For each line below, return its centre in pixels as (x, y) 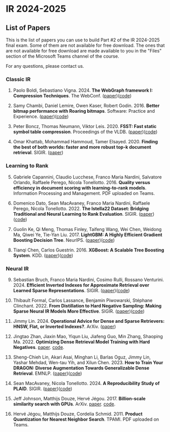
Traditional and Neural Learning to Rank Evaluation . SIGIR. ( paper (83, 214)
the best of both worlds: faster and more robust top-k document (82, 147)
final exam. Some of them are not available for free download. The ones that (85, 45)
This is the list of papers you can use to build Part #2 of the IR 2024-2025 (83, 40)
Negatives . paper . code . (39, 347)
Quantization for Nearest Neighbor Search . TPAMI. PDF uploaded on (86, 419)
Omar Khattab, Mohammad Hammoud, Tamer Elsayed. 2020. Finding (86, 142)
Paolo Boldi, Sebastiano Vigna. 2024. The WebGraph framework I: (83, 90)
